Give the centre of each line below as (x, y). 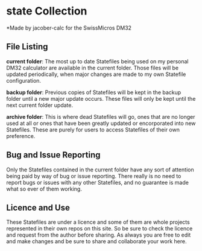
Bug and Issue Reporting (53, 155)
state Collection (47, 11)
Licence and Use (38, 207)
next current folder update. (40, 105)
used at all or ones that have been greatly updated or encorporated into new (101, 123)
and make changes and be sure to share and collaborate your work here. (96, 241)
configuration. (24, 80)
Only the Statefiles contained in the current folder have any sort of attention (100, 170)
